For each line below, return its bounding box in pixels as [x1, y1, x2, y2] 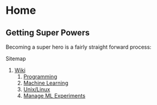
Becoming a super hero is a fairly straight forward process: [5, 43, 152, 50]
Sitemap [5, 55, 26, 62]
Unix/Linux [23, 86, 51, 93]
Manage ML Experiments [23, 92, 85, 99]
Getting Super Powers [5, 28, 90, 38]
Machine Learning [23, 79, 69, 86]
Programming [23, 73, 58, 80]
